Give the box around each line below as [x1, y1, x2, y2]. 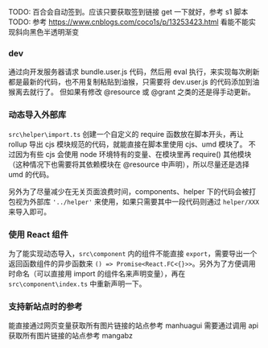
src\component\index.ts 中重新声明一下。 [8, 279, 146, 288]
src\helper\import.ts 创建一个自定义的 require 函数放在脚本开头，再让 [8, 129, 244, 139]
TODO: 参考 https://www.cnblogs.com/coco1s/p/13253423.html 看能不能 [8, 17, 249, 27]
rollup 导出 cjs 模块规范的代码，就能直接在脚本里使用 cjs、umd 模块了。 [8, 139, 247, 149]
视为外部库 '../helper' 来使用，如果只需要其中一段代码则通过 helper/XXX [14, 197, 260, 206]
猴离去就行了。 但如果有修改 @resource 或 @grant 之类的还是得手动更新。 [8, 87, 255, 97]
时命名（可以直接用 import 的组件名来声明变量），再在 [8, 268, 186, 278]
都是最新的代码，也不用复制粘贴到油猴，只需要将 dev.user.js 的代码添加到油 [8, 77, 260, 87]
